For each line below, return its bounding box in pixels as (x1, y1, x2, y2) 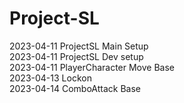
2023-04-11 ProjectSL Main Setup (9, 40, 149, 52)
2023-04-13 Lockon (9, 72, 92, 84)
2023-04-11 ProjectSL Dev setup (9, 50, 144, 62)
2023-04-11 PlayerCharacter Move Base (9, 61, 175, 73)
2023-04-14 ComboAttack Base (9, 82, 142, 94)
